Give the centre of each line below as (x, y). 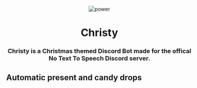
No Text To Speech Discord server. (99, 59)
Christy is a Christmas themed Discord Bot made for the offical (99, 51)
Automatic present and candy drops (74, 77)
